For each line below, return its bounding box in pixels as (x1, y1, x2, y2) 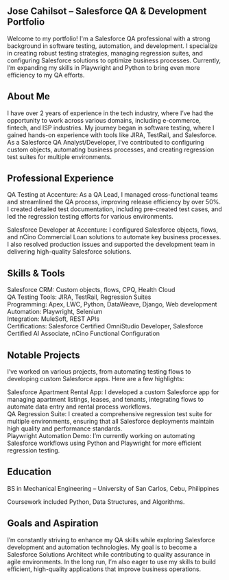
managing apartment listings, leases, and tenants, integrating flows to (7, 396, 204, 404)
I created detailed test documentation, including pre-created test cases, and (7, 205, 223, 213)
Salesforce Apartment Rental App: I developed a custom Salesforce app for (7, 388, 219, 396)
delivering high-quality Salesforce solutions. (7, 247, 132, 256)
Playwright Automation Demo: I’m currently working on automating (7, 432, 195, 440)
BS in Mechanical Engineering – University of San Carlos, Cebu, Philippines (7, 484, 219, 492)
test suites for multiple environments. (7, 152, 112, 160)
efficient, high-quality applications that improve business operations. (7, 565, 202, 573)
